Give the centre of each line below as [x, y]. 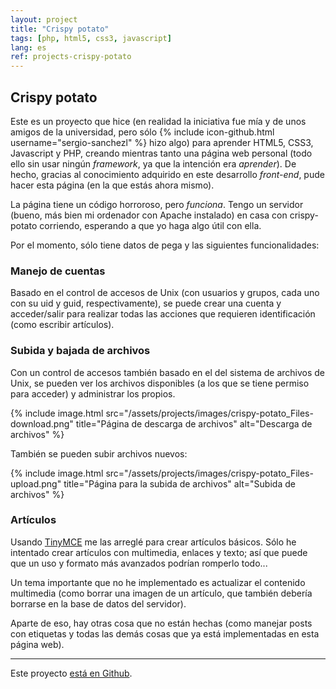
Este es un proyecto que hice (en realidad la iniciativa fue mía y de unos [158, 121]
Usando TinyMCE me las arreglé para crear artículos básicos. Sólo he [153, 542]
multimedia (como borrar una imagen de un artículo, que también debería [161, 593]
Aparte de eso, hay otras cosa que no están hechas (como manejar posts [161, 623]
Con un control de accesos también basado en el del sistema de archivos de [168, 372]
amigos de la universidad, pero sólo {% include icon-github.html [142, 132]
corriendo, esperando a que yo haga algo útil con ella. [150, 225]
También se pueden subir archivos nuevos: [99, 453]
